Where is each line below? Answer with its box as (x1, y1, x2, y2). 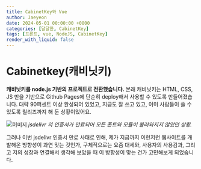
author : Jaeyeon (6, 14, 47, 20)
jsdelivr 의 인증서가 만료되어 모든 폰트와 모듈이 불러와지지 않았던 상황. (28, 121, 193, 128)
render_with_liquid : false (6, 37, 74, 43)
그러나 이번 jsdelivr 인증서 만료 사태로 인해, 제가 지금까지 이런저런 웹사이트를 (6, 134, 187, 141)
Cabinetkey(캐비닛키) (6, 64, 112, 78)
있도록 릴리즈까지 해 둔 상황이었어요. (6, 108, 91, 115)
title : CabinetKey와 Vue (6, 8, 67, 15)
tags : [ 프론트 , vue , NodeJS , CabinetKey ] (6, 31, 108, 37)
